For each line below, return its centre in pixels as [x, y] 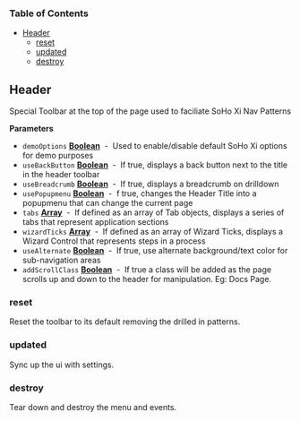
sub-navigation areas [61, 260]
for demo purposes [58, 156]
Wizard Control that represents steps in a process [114, 241]
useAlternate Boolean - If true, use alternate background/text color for [155, 251]
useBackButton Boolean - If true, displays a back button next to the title [155, 165]
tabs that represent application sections [95, 222]
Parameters [31, 129]
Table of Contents [49, 13]
